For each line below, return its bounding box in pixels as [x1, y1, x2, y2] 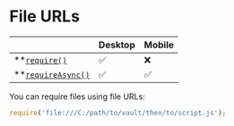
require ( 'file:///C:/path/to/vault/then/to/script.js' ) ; [9, 108, 227, 117]
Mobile [143, 38, 175, 51]
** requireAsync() [13, 68, 91, 80]
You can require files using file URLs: [9, 91, 145, 102]
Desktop [98, 38, 136, 51]
